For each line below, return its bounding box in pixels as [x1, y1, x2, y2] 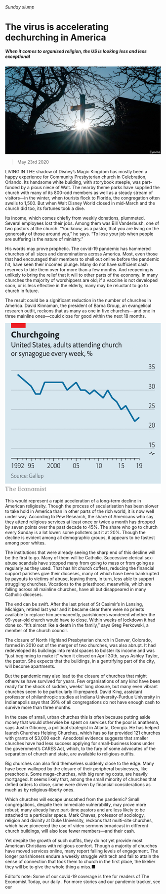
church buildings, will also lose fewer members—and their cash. [5, 828, 135, 834]
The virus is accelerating [5, 21, 109, 32]
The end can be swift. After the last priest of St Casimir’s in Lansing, [5, 601, 143, 607]
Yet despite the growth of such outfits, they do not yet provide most [5, 838, 143, 844]
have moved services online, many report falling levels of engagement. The [5, 848, 159, 854]
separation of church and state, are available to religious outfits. [5, 751, 135, 757]
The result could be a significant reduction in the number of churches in [5, 298, 152, 303]
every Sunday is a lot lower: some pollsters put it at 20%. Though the [5, 530, 146, 535]
